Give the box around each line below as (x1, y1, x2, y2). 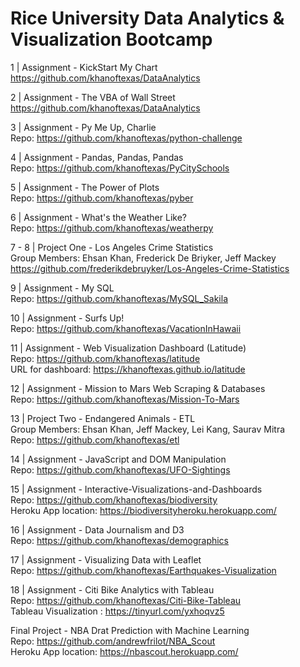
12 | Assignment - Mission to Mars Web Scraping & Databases (10, 382, 266, 394)
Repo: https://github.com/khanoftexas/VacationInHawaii (10, 322, 242, 334)
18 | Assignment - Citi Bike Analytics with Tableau (10, 583, 215, 596)
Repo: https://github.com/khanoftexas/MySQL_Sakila (10, 292, 229, 304)
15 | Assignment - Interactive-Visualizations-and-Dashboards (10, 483, 263, 495)
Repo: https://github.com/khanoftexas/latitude (10, 352, 201, 364)
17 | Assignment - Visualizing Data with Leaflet (10, 553, 202, 566)
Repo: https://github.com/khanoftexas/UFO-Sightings (10, 463, 231, 476)
